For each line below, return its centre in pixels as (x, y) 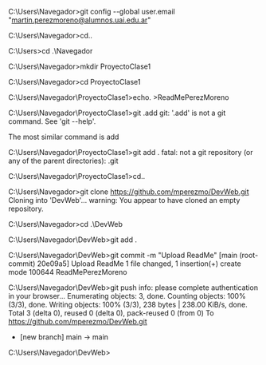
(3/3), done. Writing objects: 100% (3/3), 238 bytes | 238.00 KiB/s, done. (128, 304)
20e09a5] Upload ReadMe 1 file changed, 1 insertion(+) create (139, 264)
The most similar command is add (64, 137)
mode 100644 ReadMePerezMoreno (68, 272)
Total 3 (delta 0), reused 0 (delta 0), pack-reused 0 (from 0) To (111, 313)
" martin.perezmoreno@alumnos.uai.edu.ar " (80, 20)
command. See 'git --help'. (52, 121)
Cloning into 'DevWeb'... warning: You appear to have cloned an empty (124, 200)
